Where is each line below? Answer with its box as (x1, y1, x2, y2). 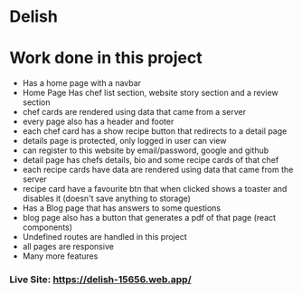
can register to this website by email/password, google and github (22, 145, 269, 156)
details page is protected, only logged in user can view (22, 136, 227, 147)
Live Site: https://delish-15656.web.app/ (9, 273, 192, 286)
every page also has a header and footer (22, 116, 175, 128)
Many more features (22, 251, 99, 261)
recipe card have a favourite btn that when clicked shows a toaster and (22, 184, 288, 194)
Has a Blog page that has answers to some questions (22, 203, 222, 213)
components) (22, 222, 73, 232)
